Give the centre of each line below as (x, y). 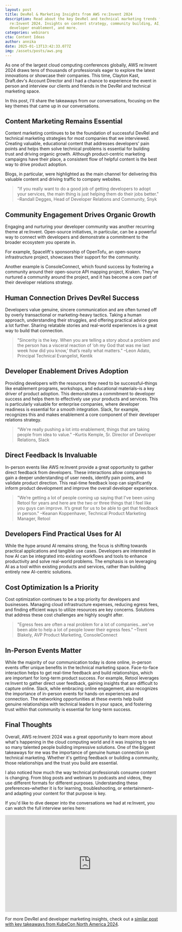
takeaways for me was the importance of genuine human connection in (77, 752)
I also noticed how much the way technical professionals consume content (80, 772)
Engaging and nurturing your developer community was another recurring (80, 226)
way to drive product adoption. (36, 164)
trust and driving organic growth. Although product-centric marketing (75, 154)
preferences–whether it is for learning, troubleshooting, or (64, 788)
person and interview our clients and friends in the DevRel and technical (78, 86)
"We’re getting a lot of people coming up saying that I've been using (86, 497)
